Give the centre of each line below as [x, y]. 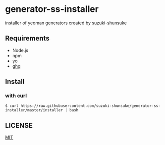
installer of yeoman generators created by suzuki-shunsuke [66, 23]
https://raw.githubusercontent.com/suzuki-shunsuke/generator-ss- [91, 106]
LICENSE [19, 125]
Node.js [20, 50]
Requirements [27, 38]
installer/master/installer [34, 110]
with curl [16, 96]
